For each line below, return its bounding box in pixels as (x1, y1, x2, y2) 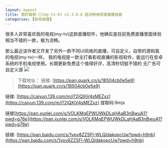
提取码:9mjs (100, 100, 125, 106)
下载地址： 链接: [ (17, 77, 54, 83)
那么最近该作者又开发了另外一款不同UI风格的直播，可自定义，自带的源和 (5, 48, 155, 54)
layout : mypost (5, 7, 37, 13)
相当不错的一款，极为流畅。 (5, 37, 63, 43)
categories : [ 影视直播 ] (5, 17, 52, 22)
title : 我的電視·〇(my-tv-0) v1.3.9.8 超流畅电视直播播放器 (5, 12, 122, 17)
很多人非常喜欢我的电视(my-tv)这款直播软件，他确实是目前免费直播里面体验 (5, 31, 162, 37)
